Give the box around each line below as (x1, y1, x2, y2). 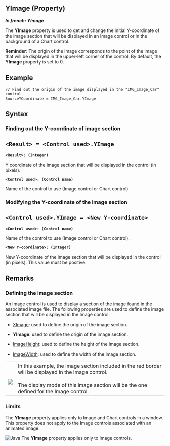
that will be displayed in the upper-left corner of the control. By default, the (5, 53, 161, 59)
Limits (5, 403, 21, 410)
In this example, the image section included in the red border (18, 363, 162, 370)
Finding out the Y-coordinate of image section (5, 124, 121, 132)
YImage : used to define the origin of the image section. (12, 331, 129, 337)
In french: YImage (5, 17, 44, 23)
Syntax (5, 110, 28, 118)
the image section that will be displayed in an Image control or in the (5, 33, 148, 39)
